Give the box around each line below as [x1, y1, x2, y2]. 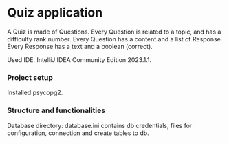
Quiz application [7, 5, 103, 21]
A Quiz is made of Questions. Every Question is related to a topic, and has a [7, 28, 221, 36]
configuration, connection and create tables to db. [7, 129, 149, 137]
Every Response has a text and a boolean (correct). [7, 42, 153, 50]
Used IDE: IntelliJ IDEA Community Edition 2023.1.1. [7, 55, 152, 63]
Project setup [7, 72, 53, 82]
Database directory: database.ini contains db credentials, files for [7, 121, 193, 130]
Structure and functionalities [7, 105, 105, 115]
